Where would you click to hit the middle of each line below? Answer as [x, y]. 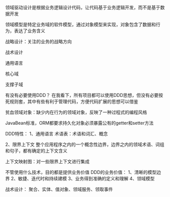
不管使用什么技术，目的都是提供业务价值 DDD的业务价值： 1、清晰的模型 [81, 172]
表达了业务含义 [30, 31]
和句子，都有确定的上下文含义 [36, 151]
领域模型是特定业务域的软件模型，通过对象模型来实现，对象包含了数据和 [80, 24]
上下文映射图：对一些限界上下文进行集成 [47, 161]
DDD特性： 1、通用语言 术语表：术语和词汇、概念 [56, 134]
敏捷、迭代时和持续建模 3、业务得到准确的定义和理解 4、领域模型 [87, 179]
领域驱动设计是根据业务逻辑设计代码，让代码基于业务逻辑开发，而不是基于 [83, 7]
